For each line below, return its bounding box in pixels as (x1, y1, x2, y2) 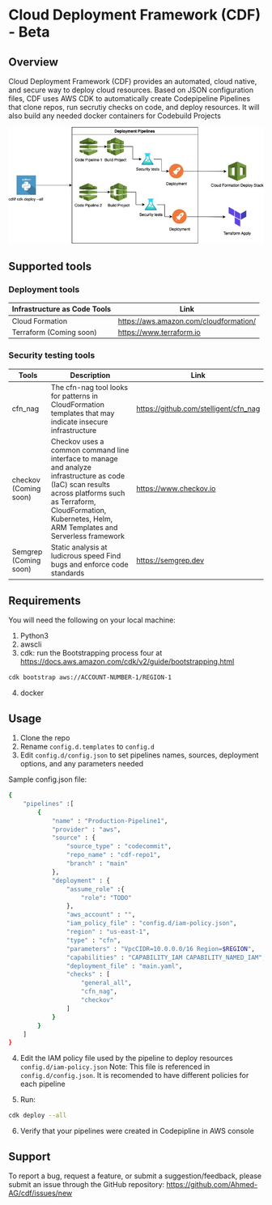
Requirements (8, 593, 81, 608)
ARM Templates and (51, 522, 118, 532)
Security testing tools (8, 350, 96, 361)
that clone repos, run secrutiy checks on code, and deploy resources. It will (8, 103, 260, 112)
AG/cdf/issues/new (8, 1188, 73, 1198)
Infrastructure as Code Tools (11, 304, 112, 314)
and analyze (51, 462, 91, 472)
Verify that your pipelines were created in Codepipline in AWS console (19, 1127, 255, 1136)
